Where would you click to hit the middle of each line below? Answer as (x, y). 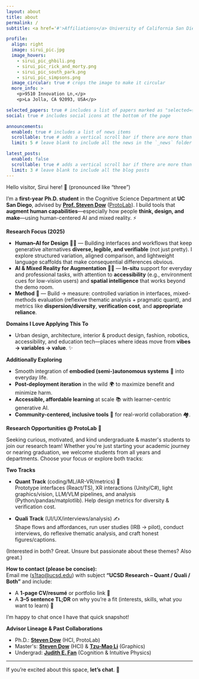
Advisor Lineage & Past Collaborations (54, 628)
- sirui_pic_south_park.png (51, 72)
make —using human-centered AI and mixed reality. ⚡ (71, 217)
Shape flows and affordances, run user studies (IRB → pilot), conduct (99, 527)
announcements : (25, 126)
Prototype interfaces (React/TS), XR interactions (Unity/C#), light (94, 488)
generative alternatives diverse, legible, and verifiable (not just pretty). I (103, 249)
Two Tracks (21, 470)
